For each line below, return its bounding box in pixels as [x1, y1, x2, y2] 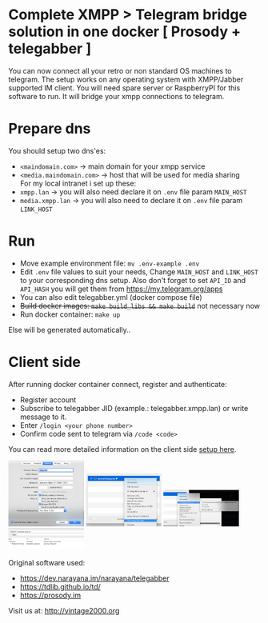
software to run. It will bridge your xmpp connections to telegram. [8, 91, 225, 101]
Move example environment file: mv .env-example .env [19, 258, 200, 268]
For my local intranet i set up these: [19, 178, 137, 188]
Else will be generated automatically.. [8, 325, 131, 334]
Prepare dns [8, 120, 91, 138]
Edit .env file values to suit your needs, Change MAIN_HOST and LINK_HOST [19, 266, 258, 277]
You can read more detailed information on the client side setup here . [8, 444, 237, 453]
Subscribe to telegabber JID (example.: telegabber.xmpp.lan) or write [19, 403, 249, 413]
